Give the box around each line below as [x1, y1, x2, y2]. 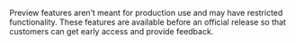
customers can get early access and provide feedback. [9, 26, 214, 36]
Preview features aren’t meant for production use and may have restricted [9, 8, 283, 18]
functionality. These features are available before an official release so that [9, 17, 286, 27]
